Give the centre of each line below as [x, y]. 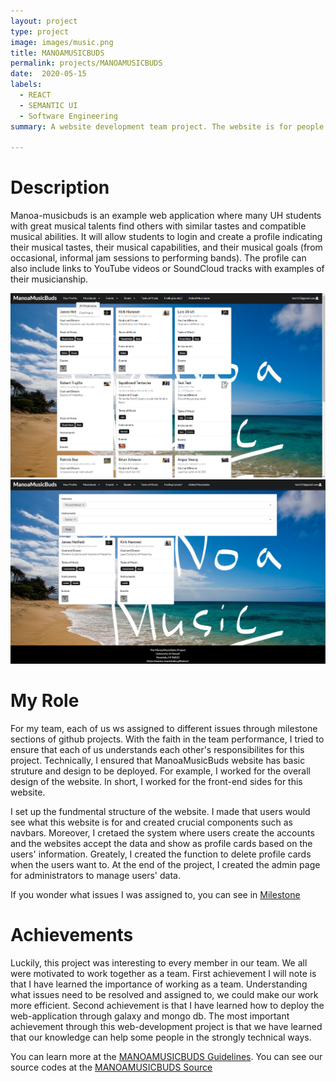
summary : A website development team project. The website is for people [167, 126]
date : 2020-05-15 [48, 74]
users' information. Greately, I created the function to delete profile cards [161, 854]
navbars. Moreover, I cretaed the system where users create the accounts [162, 833]
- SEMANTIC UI [48, 105]
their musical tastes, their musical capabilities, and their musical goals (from [166, 247]
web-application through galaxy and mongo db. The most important [150, 1016]
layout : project [44, 21]
